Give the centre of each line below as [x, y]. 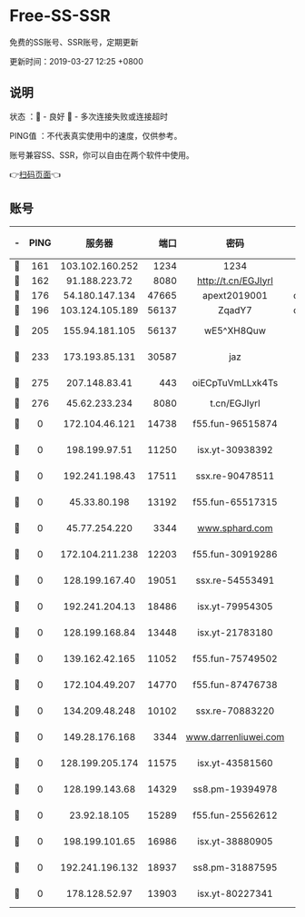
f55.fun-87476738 [235, 685]
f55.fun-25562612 [235, 815]
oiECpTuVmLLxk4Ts [235, 382]
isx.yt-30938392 [235, 449]
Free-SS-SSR [60, 16]
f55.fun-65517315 [235, 502]
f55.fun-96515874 [235, 423]
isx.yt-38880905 [235, 841]
